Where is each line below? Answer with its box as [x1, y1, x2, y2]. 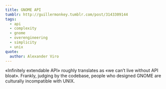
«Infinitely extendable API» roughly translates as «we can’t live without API [5, 67, 159, 73]
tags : [5, 16, 16, 21]
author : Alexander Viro [9, 53, 59, 59]
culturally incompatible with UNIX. [5, 78, 75, 84]
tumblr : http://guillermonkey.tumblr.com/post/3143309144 [5, 12, 128, 17]
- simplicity [9, 40, 37, 45]
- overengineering [9, 35, 48, 40]
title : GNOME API [5, 7, 41, 12]
